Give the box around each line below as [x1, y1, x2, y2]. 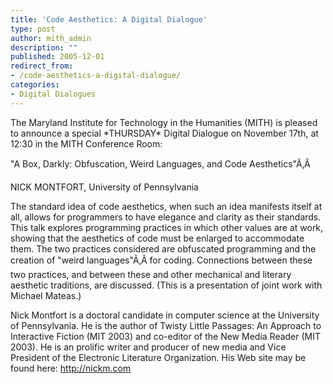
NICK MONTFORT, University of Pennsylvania [10, 181, 199, 193]
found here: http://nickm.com [10, 362, 132, 374]
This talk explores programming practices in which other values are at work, [10, 221, 324, 233]
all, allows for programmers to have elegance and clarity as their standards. [10, 211, 322, 223]
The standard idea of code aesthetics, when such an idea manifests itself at [10, 200, 323, 212]
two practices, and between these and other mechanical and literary [10, 268, 292, 280]
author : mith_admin [10, 33, 92, 43]
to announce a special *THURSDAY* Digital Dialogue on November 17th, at [10, 127, 319, 139]
